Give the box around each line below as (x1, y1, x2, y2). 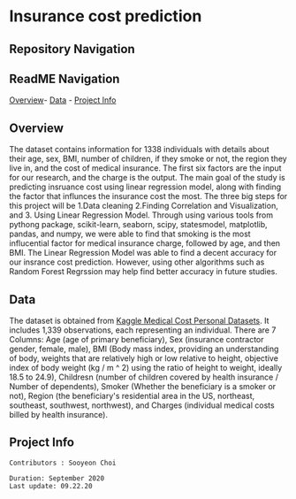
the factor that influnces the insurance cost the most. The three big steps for (9, 191, 288, 202)
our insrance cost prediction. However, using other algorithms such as (9, 257, 265, 267)
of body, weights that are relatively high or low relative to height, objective (9, 353, 278, 364)
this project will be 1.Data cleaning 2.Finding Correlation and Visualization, (9, 201, 278, 211)
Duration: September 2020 (9, 473, 104, 483)
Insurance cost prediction (9, 6, 202, 27)
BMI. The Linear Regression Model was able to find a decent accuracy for (9, 248, 277, 258)
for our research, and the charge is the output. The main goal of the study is (9, 173, 285, 183)
